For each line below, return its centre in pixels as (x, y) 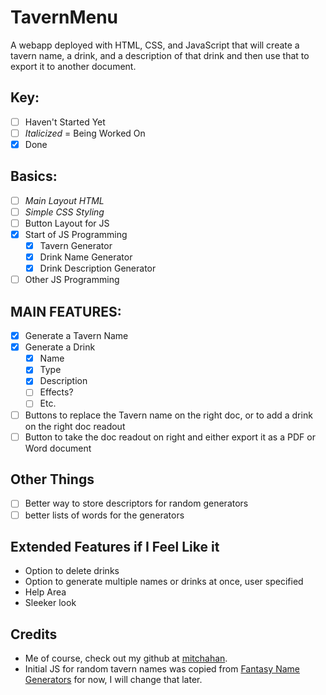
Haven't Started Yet (65, 122)
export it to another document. (73, 66)
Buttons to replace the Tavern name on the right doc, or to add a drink (168, 415)
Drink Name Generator (86, 257)
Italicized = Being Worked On (85, 133)
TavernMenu (64, 17)
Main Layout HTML (64, 200)
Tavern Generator (76, 245)
